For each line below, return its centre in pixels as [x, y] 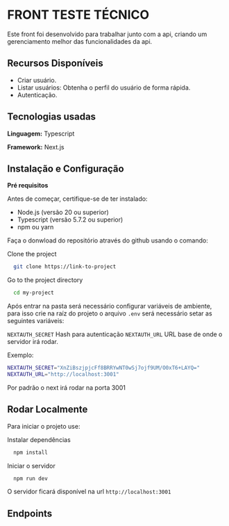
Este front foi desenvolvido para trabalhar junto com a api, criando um [107, 34]
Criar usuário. [37, 80]
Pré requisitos [28, 186]
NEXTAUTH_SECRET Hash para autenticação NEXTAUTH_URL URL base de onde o [115, 334]
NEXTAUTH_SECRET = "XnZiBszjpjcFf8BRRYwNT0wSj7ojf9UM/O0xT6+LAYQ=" [103, 368]
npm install [31, 452]
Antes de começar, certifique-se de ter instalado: [77, 199]
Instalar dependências [39, 439]
